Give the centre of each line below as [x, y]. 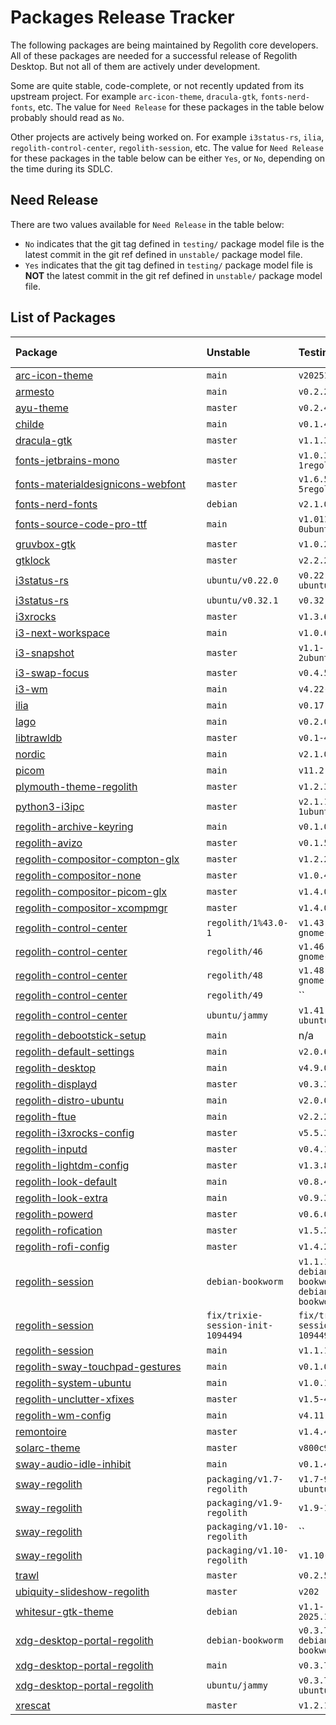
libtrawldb [39, 738]
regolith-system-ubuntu [73, 1383]
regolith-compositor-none [78, 875]
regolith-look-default [66, 1181]
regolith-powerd [54, 1214]
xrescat [33, 1705]
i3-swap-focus [52, 673]
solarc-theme [48, 1448]
